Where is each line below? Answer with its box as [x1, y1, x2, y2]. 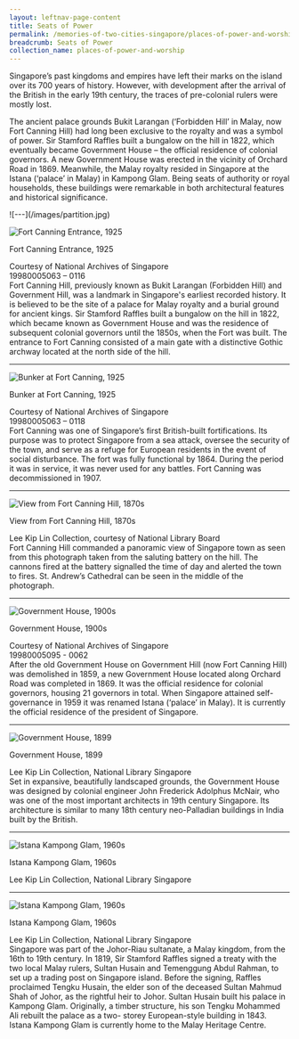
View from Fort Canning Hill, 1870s [9, 516, 136, 527]
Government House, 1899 [9, 749, 103, 760]
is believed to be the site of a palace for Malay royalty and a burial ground [9, 299, 279, 310]
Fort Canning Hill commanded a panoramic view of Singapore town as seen [9, 543, 287, 553]
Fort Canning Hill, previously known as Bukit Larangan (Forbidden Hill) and [9, 280, 282, 290]
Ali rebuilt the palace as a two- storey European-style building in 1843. [9, 1010, 267, 1021]
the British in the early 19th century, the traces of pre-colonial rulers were [9, 90, 279, 101]
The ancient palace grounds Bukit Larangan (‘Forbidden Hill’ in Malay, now [9, 117, 282, 127]
